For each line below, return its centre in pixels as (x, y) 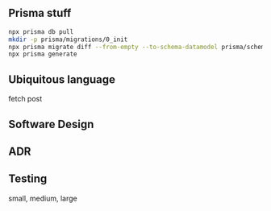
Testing (28, 179)
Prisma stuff (40, 13)
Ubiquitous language (62, 79)
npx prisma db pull (41, 31)
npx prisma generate (43, 54)
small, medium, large (43, 198)
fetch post (25, 99)
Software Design (51, 124)
